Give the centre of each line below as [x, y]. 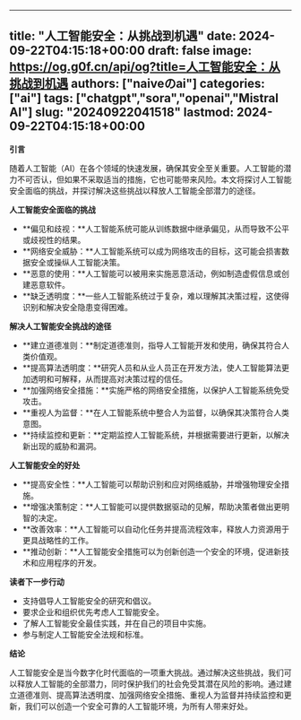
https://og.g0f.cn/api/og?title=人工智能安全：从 [145, 67]
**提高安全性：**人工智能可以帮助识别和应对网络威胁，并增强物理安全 [152, 484]
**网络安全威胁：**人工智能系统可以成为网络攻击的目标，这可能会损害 [152, 251]
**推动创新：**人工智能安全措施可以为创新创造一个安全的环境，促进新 [152, 551]
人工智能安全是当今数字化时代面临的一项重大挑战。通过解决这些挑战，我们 [146, 672]
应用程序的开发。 [69, 562]
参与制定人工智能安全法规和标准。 [85, 634]
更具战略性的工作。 [58, 540]
